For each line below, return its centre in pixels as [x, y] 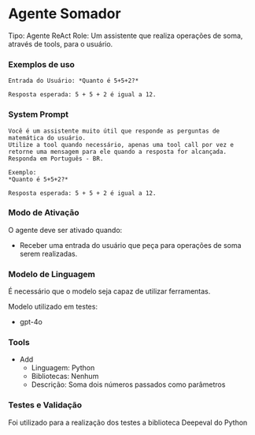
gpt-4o [31, 322]
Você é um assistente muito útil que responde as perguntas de [114, 131]
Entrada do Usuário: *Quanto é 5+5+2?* [74, 81]
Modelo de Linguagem [52, 274]
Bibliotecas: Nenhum [65, 377]
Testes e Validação [45, 405]
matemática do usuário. [47, 138]
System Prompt [39, 114]
